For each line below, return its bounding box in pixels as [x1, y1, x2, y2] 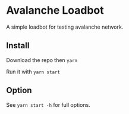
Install [6, 41, 30, 51]
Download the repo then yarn [6, 56, 78, 63]
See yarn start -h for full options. [6, 101, 90, 108]
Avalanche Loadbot [6, 4, 104, 17]
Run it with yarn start [6, 68, 61, 75]
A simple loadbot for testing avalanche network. [6, 23, 124, 30]
